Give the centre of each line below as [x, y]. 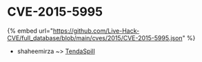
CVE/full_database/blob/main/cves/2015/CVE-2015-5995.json [95, 37]
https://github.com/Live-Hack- [96, 31]
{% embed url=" [30, 31]
